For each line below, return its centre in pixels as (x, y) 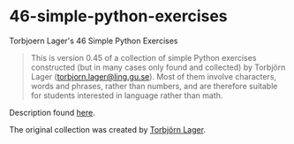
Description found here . (52, 112)
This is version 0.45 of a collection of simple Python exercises (143, 57)
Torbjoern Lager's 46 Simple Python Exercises (94, 41)
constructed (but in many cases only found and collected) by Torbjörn (158, 67)
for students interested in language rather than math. (127, 95)
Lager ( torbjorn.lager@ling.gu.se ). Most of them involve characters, (153, 76)
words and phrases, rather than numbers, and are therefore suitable (154, 86)
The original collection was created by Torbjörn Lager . (107, 129)
